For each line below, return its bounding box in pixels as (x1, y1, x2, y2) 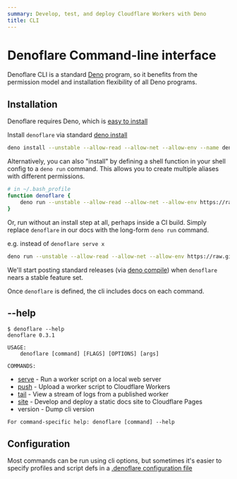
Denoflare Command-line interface (7, 47, 217, 63)
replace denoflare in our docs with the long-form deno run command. (7, 225, 209, 234)
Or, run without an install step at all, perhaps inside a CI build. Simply (7, 218, 207, 226)
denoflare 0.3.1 (7, 332, 55, 339)
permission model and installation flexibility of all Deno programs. (7, 78, 197, 87)
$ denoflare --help (7, 325, 65, 333)
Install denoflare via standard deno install (7, 131, 128, 139)
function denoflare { (7, 192, 71, 199)
